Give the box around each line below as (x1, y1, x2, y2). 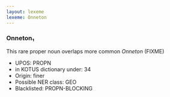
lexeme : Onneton (6, 14, 47, 20)
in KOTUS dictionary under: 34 (14, 65, 91, 72)
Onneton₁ (6, 34, 35, 43)
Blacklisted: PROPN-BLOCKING (14, 84, 93, 92)
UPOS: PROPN (14, 59, 51, 66)
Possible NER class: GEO (14, 78, 77, 86)
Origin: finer (14, 72, 45, 79)
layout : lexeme (6, 8, 44, 15)
